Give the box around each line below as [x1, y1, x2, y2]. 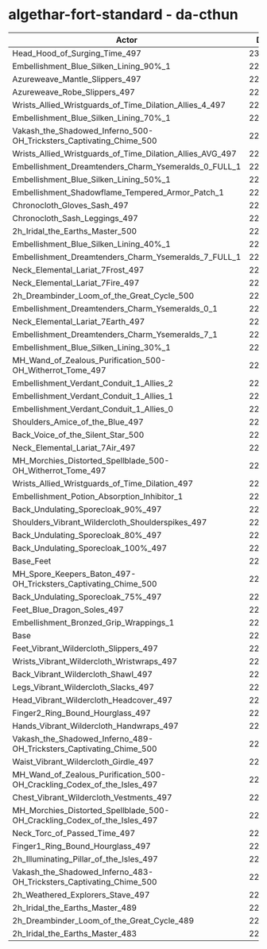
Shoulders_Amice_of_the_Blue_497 [12, 416, 145, 427]
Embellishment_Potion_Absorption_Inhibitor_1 [12, 490, 184, 502]
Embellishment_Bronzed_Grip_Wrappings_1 [12, 617, 175, 628]
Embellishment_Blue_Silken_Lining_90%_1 [12, 60, 171, 72]
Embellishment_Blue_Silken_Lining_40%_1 [12, 238, 171, 250]
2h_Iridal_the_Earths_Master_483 [12, 928, 137, 939]
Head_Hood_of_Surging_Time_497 [12, 48, 141, 59]
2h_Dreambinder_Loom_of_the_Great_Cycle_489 [12, 915, 195, 926]
